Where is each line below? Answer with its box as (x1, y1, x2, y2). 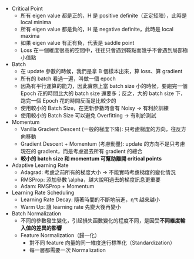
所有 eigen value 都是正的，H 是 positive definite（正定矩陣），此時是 (20, 12, 187, 19)
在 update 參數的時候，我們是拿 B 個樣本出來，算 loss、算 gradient (20, 68, 183, 74)
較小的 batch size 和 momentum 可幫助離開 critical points (20, 155, 162, 162)
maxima (20, 32, 40, 39)
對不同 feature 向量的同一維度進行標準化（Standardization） (29, 239, 175, 246)
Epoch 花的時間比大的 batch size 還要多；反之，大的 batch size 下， (20, 90, 186, 97)
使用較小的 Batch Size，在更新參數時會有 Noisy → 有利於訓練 (20, 104, 169, 112)
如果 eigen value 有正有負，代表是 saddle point (20, 40, 135, 46)
